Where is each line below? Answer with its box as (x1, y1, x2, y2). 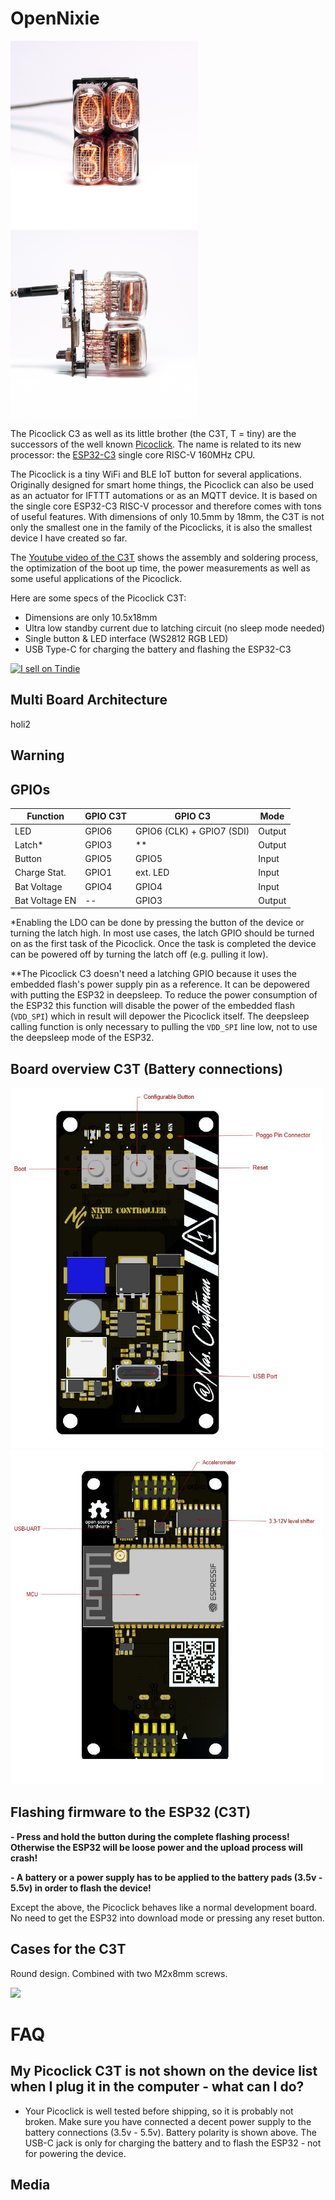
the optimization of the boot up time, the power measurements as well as (10, 562, 311, 574)
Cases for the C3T (10, 1941, 127, 1958)
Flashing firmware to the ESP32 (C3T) (10, 1804, 252, 1821)
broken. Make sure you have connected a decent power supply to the (24, 2115, 312, 2127)
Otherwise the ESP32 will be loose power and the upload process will (10, 1841, 303, 1853)
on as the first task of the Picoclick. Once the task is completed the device (10, 938, 317, 950)
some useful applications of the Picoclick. (10, 572, 183, 584)
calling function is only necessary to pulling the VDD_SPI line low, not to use (10, 1021, 318, 1033)
